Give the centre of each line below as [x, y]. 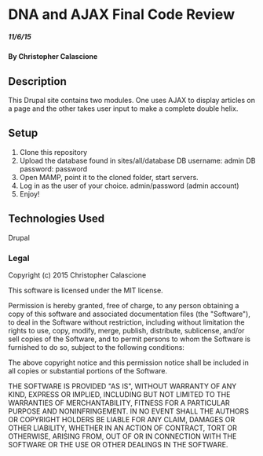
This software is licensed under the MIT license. [86, 290]
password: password [53, 169]
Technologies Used [56, 219]
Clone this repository [53, 152]
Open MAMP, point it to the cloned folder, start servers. [109, 177]
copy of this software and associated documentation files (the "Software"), [130, 314]
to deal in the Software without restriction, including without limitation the [126, 322]
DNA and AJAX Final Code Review [122, 15]
